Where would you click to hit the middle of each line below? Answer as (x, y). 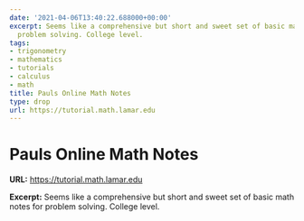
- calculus (30, 77)
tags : (19, 43)
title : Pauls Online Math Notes (70, 93)
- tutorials (32, 69)
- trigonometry (38, 51)
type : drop (30, 101)
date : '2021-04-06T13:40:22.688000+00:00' (90, 18)
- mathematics (36, 60)
